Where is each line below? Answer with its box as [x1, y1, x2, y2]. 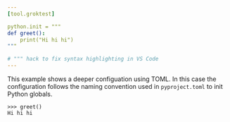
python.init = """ [7, 23, 61, 30]
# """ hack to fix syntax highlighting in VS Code [7, 56, 159, 63]
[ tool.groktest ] [7, 10, 55, 18]
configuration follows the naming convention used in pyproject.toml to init [7, 83, 223, 90]
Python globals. [7, 90, 53, 98]
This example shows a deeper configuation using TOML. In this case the [7, 75, 217, 83]
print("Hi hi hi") [20, 36, 74, 43]
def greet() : [7, 30, 46, 37]
